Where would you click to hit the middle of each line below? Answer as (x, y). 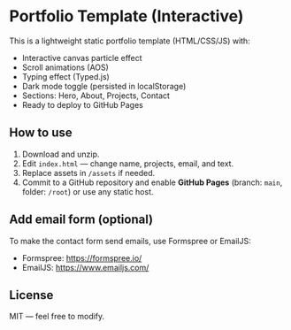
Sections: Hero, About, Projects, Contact (96, 96)
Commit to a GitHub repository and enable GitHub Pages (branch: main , (152, 182)
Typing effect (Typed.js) (66, 76)
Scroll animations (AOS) (65, 67)
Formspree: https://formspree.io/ (82, 257)
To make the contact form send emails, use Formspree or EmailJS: (130, 241)
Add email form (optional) (81, 220)
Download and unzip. (61, 154)
